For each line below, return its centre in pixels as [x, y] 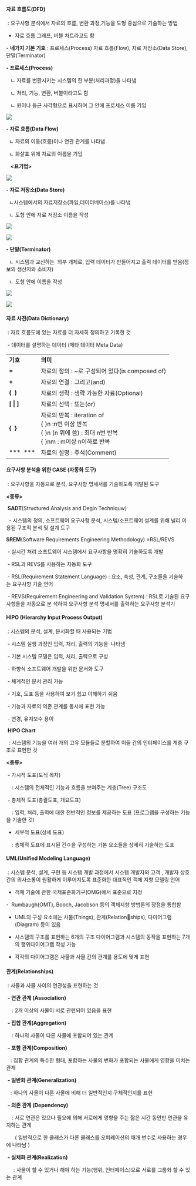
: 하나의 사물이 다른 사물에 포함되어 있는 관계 [62, 1036]
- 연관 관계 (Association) [37, 998]
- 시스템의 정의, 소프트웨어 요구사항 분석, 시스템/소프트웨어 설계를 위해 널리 [94, 520]
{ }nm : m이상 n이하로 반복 [75, 442]
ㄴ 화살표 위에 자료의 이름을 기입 [45, 154]
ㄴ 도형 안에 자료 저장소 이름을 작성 [49, 215]
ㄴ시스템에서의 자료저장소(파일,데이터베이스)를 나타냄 [70, 202]
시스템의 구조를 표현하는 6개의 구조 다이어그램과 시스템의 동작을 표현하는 [98, 937]
